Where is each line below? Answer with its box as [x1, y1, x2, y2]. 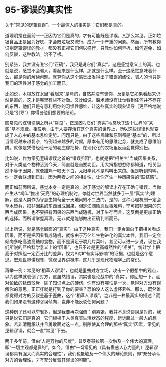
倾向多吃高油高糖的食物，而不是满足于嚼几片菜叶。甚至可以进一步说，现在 [5, 238, 157, 244]
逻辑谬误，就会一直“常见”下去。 [5, 327, 70, 333]
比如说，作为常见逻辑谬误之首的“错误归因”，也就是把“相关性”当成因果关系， [5, 155, 160, 161]
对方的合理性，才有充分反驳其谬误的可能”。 [5, 357, 94, 363]
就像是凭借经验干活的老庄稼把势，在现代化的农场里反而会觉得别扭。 [13, 144, 152, 150]
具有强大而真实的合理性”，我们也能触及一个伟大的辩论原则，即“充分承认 [13, 350, 161, 356]
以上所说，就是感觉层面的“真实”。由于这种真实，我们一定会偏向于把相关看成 [5, 226, 161, 232]
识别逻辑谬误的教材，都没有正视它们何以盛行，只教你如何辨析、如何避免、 [5, 45, 157, 51]
